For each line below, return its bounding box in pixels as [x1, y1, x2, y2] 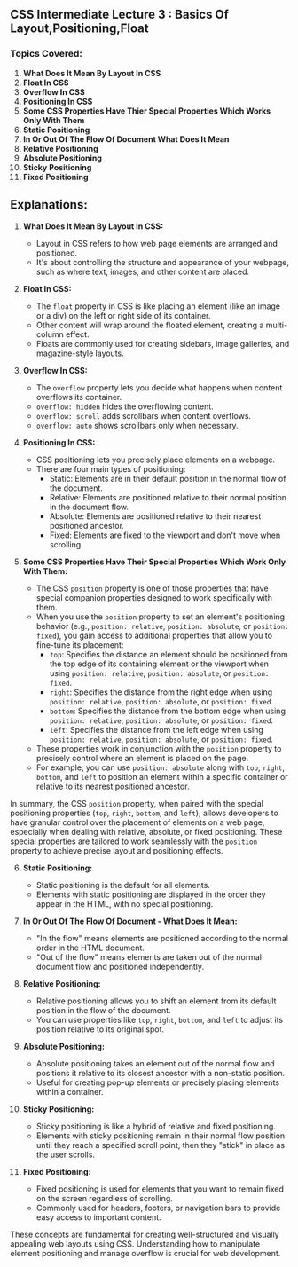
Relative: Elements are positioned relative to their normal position [49, 492, 287, 502]
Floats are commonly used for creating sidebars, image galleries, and [35, 338, 290, 349]
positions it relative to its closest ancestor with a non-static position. [35, 1067, 286, 1078]
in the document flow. [49, 501, 129, 512]
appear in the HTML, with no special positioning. [35, 898, 214, 909]
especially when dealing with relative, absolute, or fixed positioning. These [10, 826, 283, 837]
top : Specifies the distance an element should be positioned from [49, 649, 289, 659]
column [35, 328, 65, 340]
